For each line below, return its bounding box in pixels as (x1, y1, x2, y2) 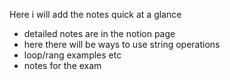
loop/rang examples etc (23, 49, 122, 61)
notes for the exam (23, 60, 102, 71)
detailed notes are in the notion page (23, 28, 176, 39)
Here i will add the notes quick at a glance (9, 9, 182, 20)
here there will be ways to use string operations (23, 39, 221, 50)
